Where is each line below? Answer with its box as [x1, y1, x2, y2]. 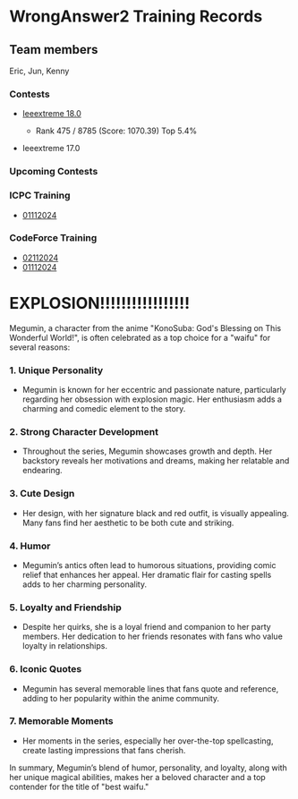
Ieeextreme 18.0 [21, 108, 82, 119]
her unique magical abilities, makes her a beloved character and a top [9, 771, 266, 782]
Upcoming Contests [9, 166, 98, 178]
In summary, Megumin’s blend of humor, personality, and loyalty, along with [9, 762, 288, 773]
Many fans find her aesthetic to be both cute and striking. [21, 517, 234, 528]
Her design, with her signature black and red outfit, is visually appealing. [21, 507, 289, 518]
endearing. [21, 465, 63, 476]
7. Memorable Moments [9, 715, 114, 727]
